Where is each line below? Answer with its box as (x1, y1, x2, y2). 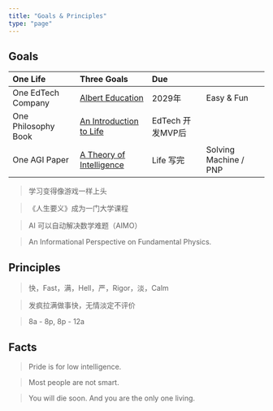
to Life (80, 126, 104, 137)
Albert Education (80, 93, 144, 104)
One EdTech (12, 87, 59, 98)
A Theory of (80, 149, 126, 161)
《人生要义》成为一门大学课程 (28, 204, 128, 214)
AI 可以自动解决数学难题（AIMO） (28, 221, 142, 231)
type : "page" (8, 19, 53, 28)
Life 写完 (151, 155, 185, 167)
